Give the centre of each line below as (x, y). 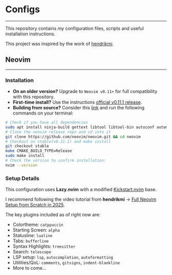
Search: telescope (32, 252)
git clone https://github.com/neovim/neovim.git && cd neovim (73, 136)
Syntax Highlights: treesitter (44, 246)
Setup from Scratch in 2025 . (35, 205)
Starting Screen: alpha (36, 230)
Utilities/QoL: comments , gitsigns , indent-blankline (66, 263)
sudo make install (25, 156)
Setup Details (22, 178)
